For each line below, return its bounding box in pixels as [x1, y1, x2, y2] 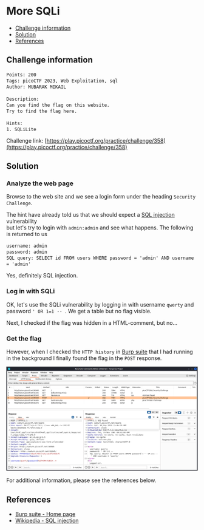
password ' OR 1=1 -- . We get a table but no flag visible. [6, 307, 152, 314]
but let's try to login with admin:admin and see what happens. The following [6, 224, 194, 231]
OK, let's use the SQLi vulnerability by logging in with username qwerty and [6, 301, 194, 308]
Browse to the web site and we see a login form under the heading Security [6, 193, 196, 200]
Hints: [6, 120, 23, 126]
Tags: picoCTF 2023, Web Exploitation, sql [6, 78, 118, 84]
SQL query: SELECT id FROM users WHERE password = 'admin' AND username [6, 255, 194, 262]
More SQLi [6, 4, 60, 18]
